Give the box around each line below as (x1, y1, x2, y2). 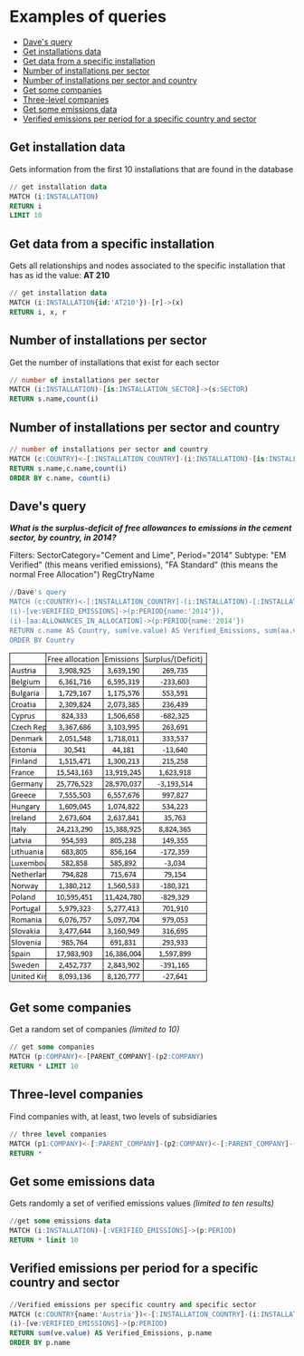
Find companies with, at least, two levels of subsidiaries (9, 1110, 218, 1121)
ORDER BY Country (9, 635, 75, 644)
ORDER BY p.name (9, 1339, 71, 1348)
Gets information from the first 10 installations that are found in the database (9, 163, 294, 174)
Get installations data (22, 45, 102, 56)
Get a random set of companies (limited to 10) (9, 1024, 180, 1035)
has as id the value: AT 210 (9, 270, 110, 281)
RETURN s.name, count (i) (9, 394, 100, 404)
